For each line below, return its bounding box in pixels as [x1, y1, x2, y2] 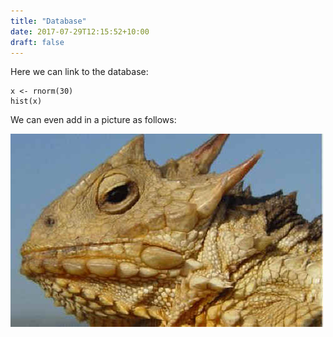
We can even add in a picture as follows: [10, 114, 177, 126]
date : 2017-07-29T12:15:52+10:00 [10, 26, 150, 37]
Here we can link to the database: [10, 66, 149, 78]
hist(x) [10, 96, 43, 107]
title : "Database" [10, 16, 87, 26]
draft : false [10, 37, 65, 47]
